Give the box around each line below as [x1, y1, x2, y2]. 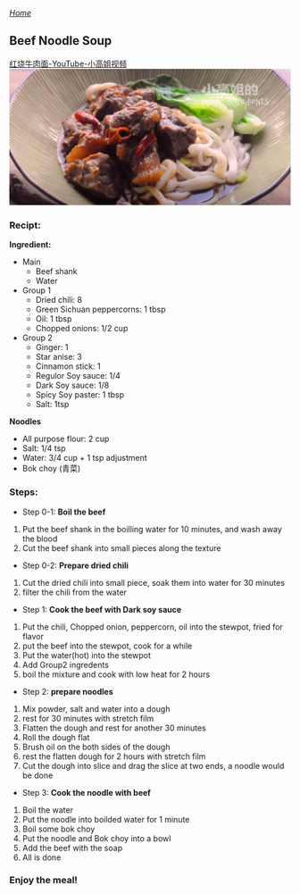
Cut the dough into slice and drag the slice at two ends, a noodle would [21, 760, 285, 771]
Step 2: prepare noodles [21, 686, 113, 697]
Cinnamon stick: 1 [35, 361, 101, 372]
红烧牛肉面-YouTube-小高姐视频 [9, 58, 128, 69]
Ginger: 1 [35, 342, 69, 353]
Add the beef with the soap [21, 842, 123, 853]
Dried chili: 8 [35, 295, 83, 305]
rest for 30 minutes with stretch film [21, 713, 154, 723]
